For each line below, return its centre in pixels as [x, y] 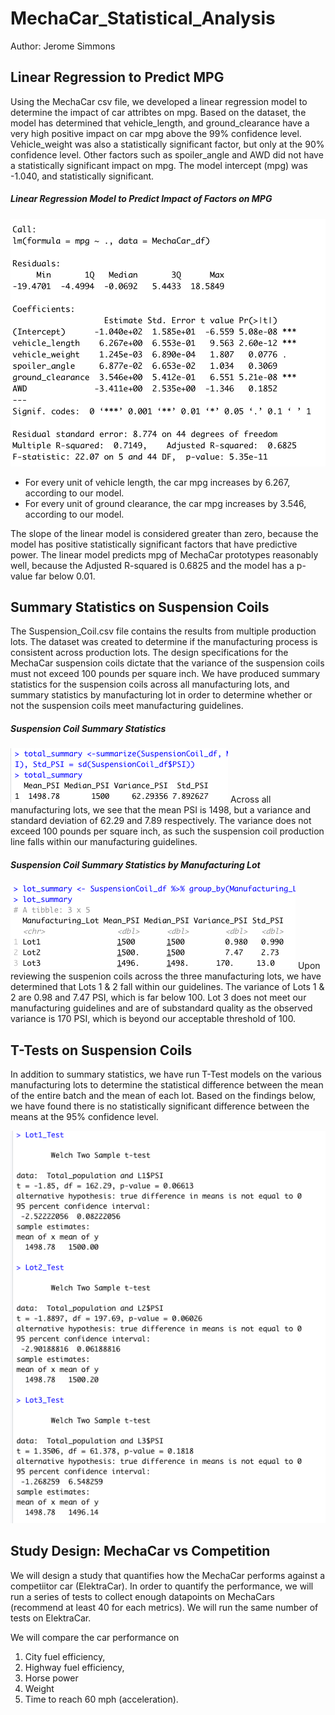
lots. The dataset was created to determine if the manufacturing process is [164, 642]
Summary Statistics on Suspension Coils [140, 607]
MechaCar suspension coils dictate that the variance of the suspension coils [167, 663]
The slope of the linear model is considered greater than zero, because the [164, 533]
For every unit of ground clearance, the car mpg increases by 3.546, [165, 503]
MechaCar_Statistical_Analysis [143, 18]
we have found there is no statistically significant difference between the [160, 1106]
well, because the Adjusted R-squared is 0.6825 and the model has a [152, 565]
